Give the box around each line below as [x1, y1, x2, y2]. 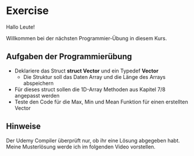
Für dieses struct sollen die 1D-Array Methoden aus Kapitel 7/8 [14, 86, 166, 93]
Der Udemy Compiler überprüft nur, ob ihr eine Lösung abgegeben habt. [6, 137, 180, 144]
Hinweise [6, 122, 41, 131]
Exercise [6, 4, 49, 18]
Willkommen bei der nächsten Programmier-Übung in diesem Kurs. [6, 34, 168, 41]
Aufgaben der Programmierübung [6, 51, 133, 62]
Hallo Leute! [6, 23, 35, 30]
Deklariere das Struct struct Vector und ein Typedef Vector [14, 67, 159, 74]
